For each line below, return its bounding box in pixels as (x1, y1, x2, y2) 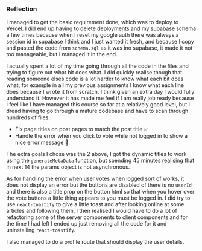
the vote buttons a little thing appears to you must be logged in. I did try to (6, 194, 191, 201)
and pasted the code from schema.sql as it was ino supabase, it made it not (6, 44, 193, 51)
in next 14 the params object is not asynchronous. (6, 163, 130, 171)
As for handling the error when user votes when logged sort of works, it (6, 175, 185, 183)
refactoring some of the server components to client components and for (6, 214, 188, 221)
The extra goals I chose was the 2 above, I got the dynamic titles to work (6, 151, 187, 158)
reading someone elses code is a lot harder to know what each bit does (6, 75, 184, 83)
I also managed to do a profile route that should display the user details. (6, 238, 185, 246)
